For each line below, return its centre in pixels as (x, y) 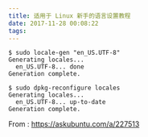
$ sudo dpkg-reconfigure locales (64, 88)
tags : (17, 31)
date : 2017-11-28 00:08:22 (53, 23)
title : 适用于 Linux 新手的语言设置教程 (70, 16)
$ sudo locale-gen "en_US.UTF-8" (64, 53)
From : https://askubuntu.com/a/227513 (74, 124)
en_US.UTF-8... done (50, 67)
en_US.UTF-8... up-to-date (61, 102)
